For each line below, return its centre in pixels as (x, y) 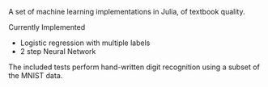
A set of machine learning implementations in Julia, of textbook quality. (127, 12)
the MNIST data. (36, 75)
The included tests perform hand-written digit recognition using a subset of (134, 67)
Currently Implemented (47, 27)
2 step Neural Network (58, 51)
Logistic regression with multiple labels (85, 43)
